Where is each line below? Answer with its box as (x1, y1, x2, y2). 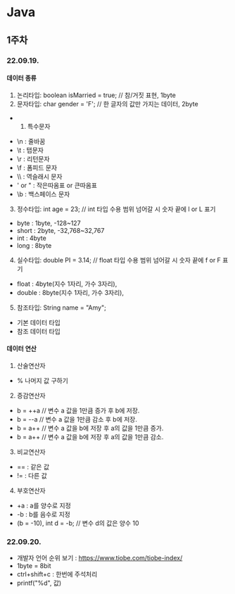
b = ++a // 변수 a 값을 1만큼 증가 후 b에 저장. (16, 406, 140, 415)
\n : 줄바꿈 (16, 137, 46, 145)
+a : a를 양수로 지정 (16, 501, 71, 510)
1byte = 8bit (16, 562, 51, 570)
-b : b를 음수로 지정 (16, 510, 71, 518)
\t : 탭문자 (16, 146, 44, 154)
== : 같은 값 (16, 462, 50, 471)
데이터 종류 (6, 74, 37, 82)
